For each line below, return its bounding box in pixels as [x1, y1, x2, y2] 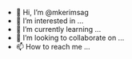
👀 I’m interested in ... [15, 16, 84, 26]
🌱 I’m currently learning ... [15, 25, 102, 33]
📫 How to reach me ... [15, 42, 90, 51]
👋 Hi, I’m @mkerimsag [15, 8, 90, 17]
